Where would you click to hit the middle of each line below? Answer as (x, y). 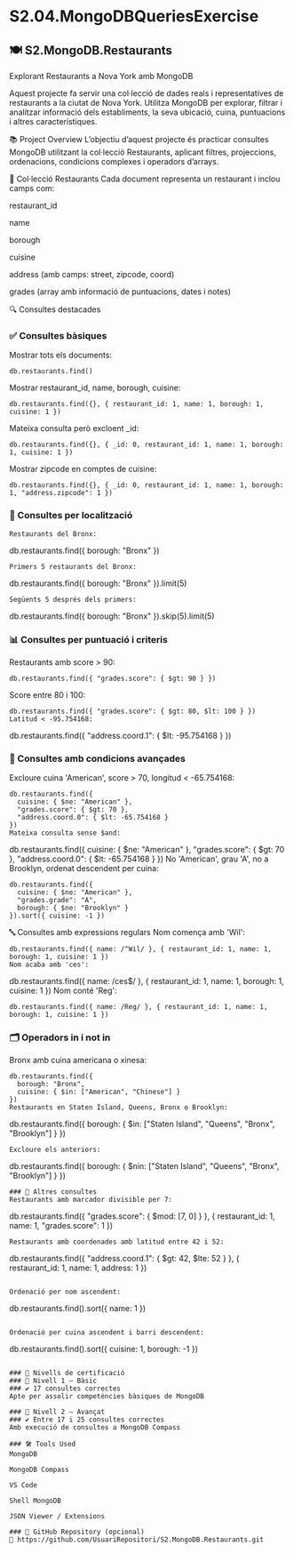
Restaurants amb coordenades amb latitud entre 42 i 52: (117, 1242)
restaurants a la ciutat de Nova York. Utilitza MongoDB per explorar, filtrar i (146, 103)
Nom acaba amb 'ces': (49, 965)
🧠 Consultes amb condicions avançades (98, 758)
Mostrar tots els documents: (61, 355)
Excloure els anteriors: (55, 1150)
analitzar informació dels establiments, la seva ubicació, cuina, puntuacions (147, 112)
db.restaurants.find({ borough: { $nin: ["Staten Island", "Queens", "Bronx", (144, 1166)
